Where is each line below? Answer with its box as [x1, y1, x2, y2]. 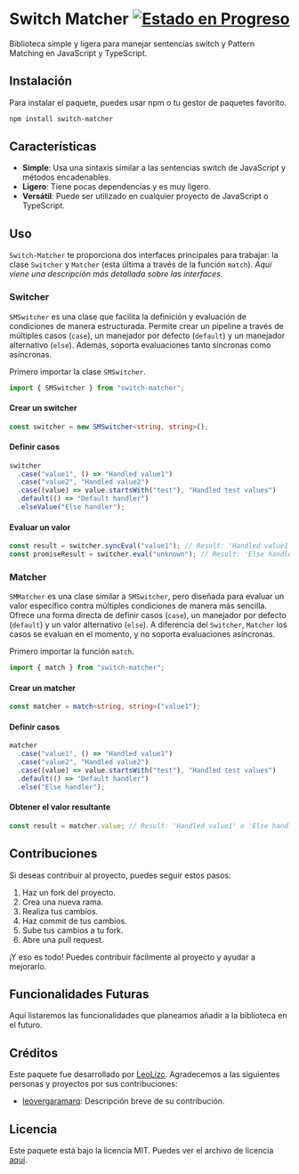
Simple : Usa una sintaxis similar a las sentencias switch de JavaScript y [21, 163, 287, 173]
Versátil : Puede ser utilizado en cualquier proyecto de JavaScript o [21, 191, 269, 202]
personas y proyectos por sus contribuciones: [9, 1079, 178, 1090]
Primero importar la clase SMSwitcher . [9, 366, 146, 377]
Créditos [9, 1045, 59, 1060]
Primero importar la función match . [9, 646, 135, 657]
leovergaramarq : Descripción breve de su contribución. [21, 1096, 225, 1106]
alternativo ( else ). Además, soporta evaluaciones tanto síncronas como [9, 339, 271, 350]
